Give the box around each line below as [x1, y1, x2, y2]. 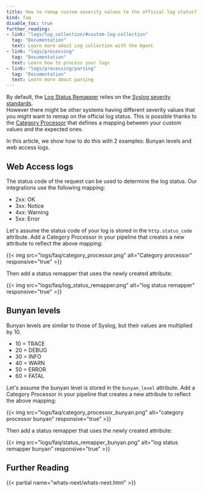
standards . [6, 100, 33, 107]
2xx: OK [15, 196, 35, 203]
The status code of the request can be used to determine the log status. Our [6, 177, 198, 185]
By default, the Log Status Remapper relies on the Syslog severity [6, 94, 171, 101]
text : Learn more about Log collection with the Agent [12, 43, 154, 49]
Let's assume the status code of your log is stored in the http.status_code [6, 227, 193, 234]
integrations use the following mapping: [6, 183, 105, 191]
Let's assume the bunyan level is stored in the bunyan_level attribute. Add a [6, 384, 196, 391]
